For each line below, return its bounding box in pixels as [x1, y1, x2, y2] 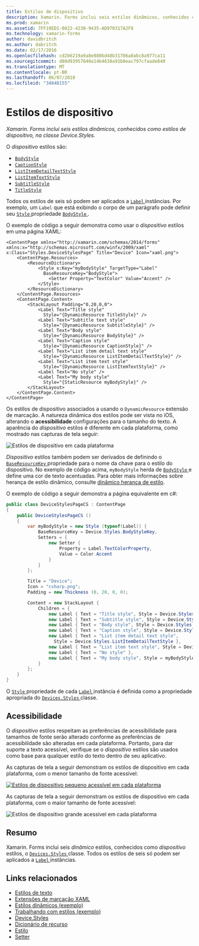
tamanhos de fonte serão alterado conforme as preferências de [6, 733, 161, 740]
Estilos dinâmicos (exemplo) [14, 902, 84, 909]
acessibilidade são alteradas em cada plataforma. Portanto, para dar [6, 739, 174, 746]
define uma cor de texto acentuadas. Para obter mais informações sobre [6, 472, 184, 479]
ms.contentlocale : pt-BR [6, 69, 68, 75]
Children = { [37, 605, 70, 611]
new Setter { [48, 540, 81, 546]
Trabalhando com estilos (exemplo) [14, 907, 101, 915]
